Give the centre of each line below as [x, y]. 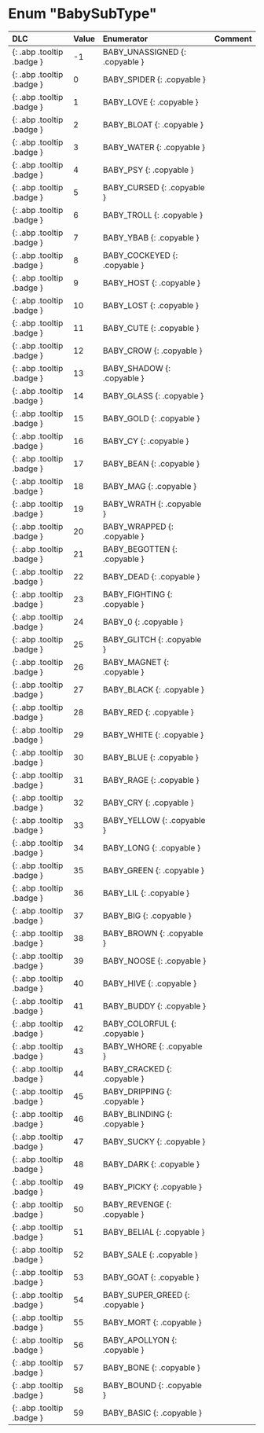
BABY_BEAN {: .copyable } [151, 463]
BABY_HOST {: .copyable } [152, 282]
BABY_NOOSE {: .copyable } [154, 961]
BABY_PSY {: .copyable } [148, 170]
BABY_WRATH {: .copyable [152, 504]
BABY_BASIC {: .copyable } [152, 1413]
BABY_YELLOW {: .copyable [154, 820]
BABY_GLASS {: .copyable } [153, 395]
